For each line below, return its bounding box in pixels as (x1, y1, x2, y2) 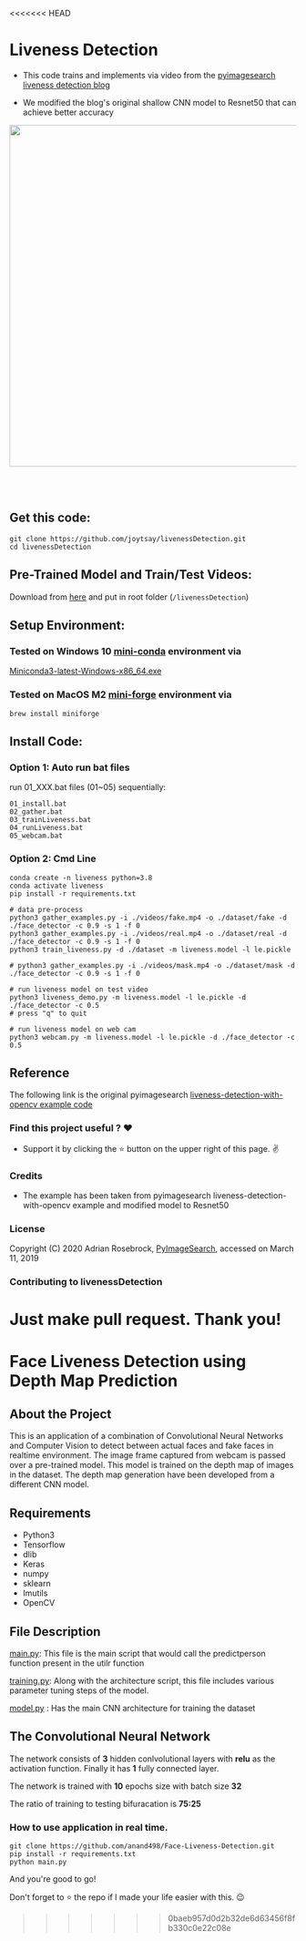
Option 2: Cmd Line (9, 852, 97, 865)
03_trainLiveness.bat (9, 816, 92, 825)
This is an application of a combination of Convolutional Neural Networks (9, 1431, 284, 1442)
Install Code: (9, 734, 84, 749)
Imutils (22, 1587, 48, 1598)
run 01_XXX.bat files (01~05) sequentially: (9, 782, 167, 793)
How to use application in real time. (9, 1821, 168, 1833)
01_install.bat (9, 799, 67, 809)
